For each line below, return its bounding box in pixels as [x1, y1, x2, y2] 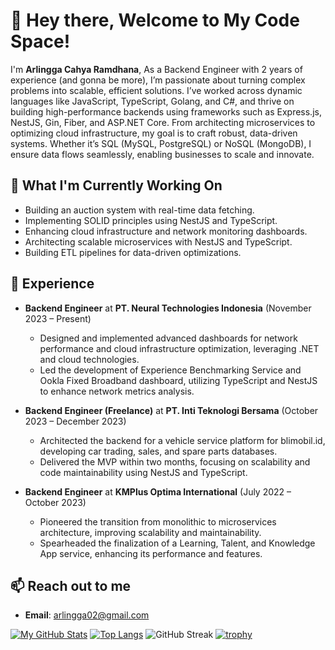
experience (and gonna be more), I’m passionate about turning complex [10, 74, 306, 86]
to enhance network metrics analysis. [39, 385, 195, 397]
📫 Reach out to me [10, 577, 132, 594]
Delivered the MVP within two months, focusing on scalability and [39, 455, 311, 468]
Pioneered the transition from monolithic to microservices [39, 515, 277, 528]
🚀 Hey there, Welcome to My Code [10, 9, 300, 32]
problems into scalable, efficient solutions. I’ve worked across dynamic [10, 84, 303, 96]
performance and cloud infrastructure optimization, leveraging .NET [39, 342, 320, 354]
